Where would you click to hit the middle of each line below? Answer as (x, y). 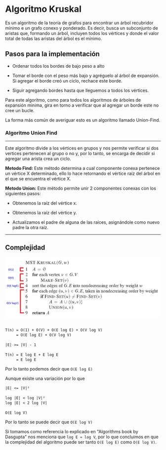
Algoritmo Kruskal (43, 9)
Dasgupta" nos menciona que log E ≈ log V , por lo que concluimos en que (82, 437)
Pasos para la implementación (52, 54)
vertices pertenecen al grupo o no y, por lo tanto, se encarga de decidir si (80, 154)
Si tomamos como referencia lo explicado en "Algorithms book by (72, 431)
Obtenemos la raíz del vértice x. (45, 203)
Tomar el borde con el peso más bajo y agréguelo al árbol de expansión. (86, 76)
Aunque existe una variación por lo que (45, 378)
